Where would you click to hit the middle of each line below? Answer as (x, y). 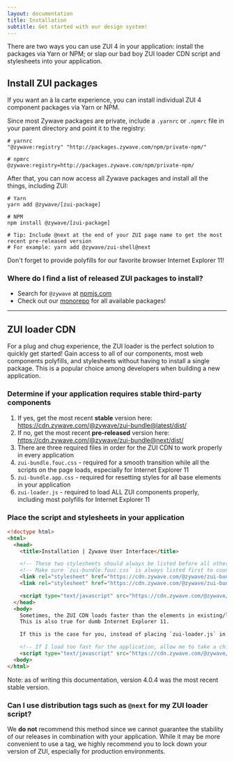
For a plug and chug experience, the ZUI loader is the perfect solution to (111, 346)
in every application (46, 455)
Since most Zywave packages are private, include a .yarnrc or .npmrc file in (116, 121)
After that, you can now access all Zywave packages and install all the (108, 178)
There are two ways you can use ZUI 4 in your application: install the (106, 47)
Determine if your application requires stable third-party (104, 394)
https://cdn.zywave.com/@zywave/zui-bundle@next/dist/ (100, 440)
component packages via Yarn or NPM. (63, 107)
